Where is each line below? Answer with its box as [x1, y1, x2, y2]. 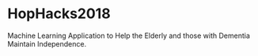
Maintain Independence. [7, 39, 87, 48]
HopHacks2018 [7, 5, 112, 23]
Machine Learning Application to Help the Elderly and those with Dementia [7, 31, 251, 40]
